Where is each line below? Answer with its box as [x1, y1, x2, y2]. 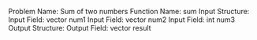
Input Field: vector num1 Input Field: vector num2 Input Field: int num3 [8, 15, 235, 24]
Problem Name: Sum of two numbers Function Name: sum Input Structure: [8, 7, 250, 16]
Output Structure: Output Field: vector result [8, 24, 151, 32]
